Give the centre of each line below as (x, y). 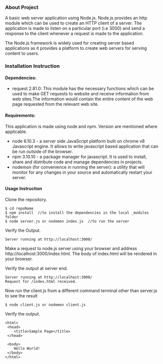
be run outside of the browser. (42, 151)
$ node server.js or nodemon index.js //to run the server (67, 221)
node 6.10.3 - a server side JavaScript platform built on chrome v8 (78, 141)
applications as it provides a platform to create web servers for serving (76, 48)
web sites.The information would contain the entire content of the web (82, 99)
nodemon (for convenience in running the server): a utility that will (78, 167)
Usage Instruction (24, 189)
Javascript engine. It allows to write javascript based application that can (85, 146)
